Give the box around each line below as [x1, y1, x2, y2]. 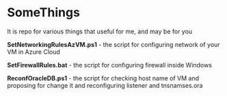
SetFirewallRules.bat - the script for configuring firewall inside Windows [7, 61, 212, 69]
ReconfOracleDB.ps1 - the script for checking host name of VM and [7, 74, 200, 82]
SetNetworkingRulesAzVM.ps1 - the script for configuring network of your [7, 40, 220, 48]
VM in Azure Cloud [7, 48, 60, 56]
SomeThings [7, 5, 81, 20]
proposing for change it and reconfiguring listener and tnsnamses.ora [7, 81, 203, 89]
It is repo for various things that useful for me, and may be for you [7, 27, 193, 35]
